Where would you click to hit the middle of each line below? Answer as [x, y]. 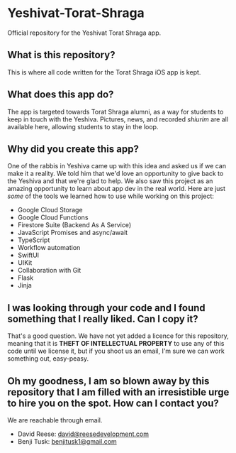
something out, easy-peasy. [48, 359]
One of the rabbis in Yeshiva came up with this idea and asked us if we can [117, 166]
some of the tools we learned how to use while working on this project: [111, 196]
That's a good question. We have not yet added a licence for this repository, [118, 336]
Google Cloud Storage [50, 210]
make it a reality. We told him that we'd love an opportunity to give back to [116, 174]
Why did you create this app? [73, 149]
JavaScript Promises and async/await [73, 233]
